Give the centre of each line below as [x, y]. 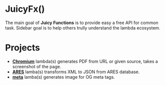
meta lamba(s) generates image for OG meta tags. [63, 77]
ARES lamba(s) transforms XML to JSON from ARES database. [76, 72]
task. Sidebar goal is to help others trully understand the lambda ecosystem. [83, 28]
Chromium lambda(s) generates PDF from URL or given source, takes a [85, 61]
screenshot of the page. [37, 66]
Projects [23, 48]
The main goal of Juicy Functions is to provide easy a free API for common [82, 23]
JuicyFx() [25, 9]
